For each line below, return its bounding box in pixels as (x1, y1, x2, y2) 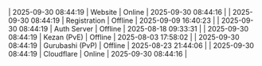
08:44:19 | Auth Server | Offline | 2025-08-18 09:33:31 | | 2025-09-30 (18, 24, 249, 33)
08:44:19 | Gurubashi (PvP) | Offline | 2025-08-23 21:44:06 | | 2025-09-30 (8, 41, 255, 50)
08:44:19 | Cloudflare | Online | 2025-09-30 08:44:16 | (8, 49, 187, 58)
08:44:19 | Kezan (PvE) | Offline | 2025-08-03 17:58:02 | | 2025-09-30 (8, 32, 240, 42)
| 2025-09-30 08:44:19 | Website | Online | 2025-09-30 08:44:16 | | (8, 8, 231, 16)
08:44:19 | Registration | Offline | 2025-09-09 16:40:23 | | (30, 16, 220, 25)
